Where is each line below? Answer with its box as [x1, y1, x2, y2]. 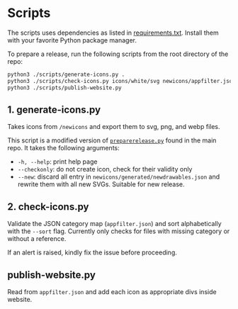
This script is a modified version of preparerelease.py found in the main [7, 136, 217, 145]
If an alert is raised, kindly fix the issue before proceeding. [7, 248, 177, 257]
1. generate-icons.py [7, 103, 101, 116]
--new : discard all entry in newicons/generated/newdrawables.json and [17, 172, 220, 181]
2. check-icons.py [7, 201, 89, 213]
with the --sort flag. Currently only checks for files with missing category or [7, 227, 230, 235]
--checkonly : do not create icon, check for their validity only [17, 165, 193, 174]
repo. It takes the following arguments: [7, 144, 120, 152]
